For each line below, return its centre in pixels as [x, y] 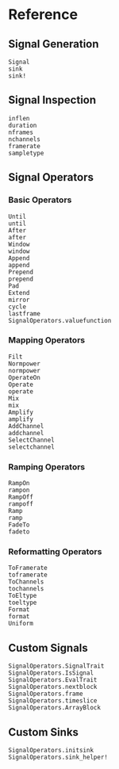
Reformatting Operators [55, 552]
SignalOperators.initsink [51, 751]
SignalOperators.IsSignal [51, 673]
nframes [21, 132]
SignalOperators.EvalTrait [53, 680]
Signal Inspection [52, 100]
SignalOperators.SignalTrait [56, 666]
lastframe [25, 314]
